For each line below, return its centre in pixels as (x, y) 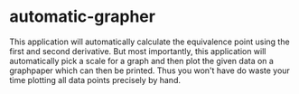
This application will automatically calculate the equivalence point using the (150, 42)
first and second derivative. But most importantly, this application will (138, 51)
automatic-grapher (83, 17)
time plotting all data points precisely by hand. (95, 80)
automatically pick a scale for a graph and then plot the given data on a (141, 61)
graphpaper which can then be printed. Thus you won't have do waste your (150, 70)
